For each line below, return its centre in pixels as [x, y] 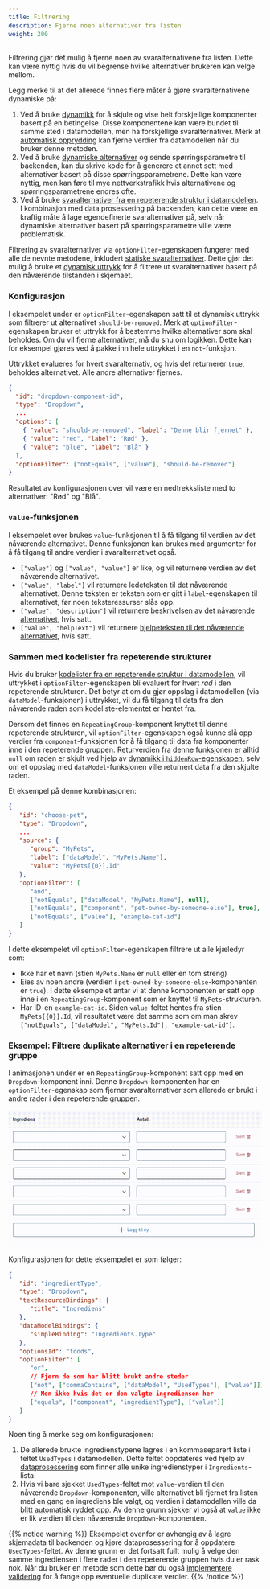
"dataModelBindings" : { [59, 1326]
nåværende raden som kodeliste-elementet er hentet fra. [102, 708]
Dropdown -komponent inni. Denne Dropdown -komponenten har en [114, 1082]
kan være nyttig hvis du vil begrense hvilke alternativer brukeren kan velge [132, 66]
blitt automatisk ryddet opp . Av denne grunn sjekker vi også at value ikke [140, 1510]
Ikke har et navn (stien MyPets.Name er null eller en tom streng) [123, 973]
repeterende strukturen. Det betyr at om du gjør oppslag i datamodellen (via [134, 691]
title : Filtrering [39, 17]
